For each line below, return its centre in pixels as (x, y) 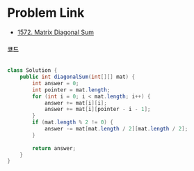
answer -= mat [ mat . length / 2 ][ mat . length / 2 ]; (116, 129)
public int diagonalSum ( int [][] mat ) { (78, 77)
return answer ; (54, 148)
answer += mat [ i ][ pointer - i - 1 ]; (97, 110)
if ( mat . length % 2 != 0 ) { (73, 122)
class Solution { (32, 70)
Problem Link (46, 13)
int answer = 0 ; (56, 83)
